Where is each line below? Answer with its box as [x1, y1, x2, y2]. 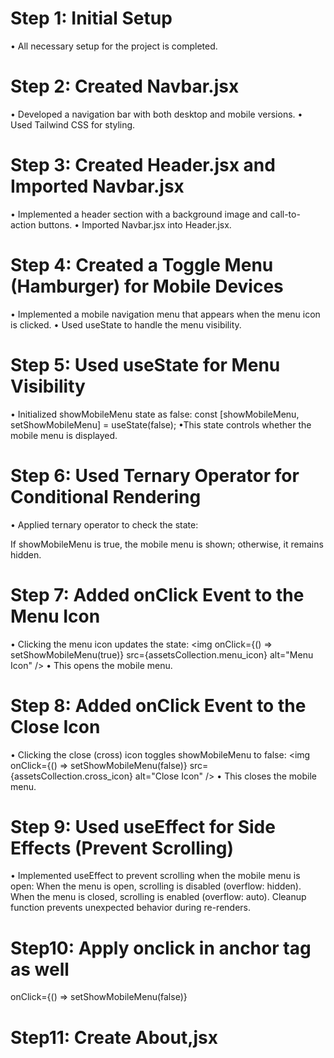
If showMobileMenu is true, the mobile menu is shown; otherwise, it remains [10, 538, 324, 550]
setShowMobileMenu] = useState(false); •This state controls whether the [10, 418, 312, 431]
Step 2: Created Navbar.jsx [10, 75, 240, 98]
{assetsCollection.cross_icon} [10, 770, 133, 782]
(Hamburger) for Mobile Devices [10, 275, 284, 297]
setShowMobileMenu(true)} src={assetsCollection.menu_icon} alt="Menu [10, 648, 314, 661]
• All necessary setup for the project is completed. [10, 40, 218, 52]
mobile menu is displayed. [10, 429, 118, 441]
